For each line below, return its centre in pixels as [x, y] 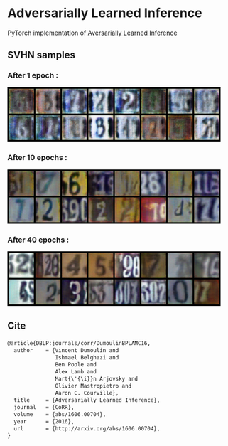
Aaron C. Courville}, [87, 393]
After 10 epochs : [37, 158]
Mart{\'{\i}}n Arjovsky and [97, 378]
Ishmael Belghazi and [87, 357]
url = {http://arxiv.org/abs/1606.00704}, [87, 428]
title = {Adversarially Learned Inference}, [87, 400]
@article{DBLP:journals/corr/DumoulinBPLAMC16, [79, 343]
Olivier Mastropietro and [93, 386]
